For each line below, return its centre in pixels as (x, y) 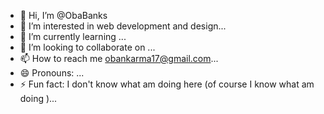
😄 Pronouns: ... (52, 73)
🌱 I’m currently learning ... (73, 36)
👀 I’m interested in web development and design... (123, 26)
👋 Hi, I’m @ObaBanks (63, 15)
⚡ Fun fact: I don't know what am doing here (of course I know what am (167, 84)
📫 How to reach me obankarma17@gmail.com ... (119, 58)
